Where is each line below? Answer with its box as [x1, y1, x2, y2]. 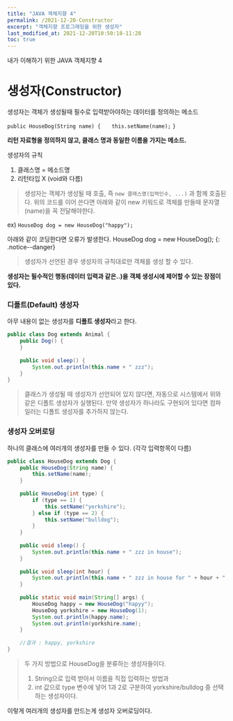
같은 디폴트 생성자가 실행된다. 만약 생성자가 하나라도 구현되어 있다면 [24, 399, 209, 407]
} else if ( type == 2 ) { [32, 510, 104, 516]
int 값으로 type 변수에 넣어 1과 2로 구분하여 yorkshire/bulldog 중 [34, 683, 211, 691]
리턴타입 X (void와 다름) [17, 174, 83, 183]
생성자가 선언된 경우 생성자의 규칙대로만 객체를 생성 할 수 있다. [24, 258, 193, 266]
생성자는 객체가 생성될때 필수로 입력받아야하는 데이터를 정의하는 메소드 [7, 107, 199, 116]
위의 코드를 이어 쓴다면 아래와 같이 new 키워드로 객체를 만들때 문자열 [33, 198, 220, 207]
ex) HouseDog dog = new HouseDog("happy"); [7, 221, 134, 229]
